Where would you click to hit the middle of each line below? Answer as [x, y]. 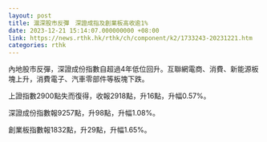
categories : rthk [37, 45]
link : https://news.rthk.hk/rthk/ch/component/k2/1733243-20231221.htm [130, 38]
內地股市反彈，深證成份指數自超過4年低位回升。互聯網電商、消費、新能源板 [133, 69]
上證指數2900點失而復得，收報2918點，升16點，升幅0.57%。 [109, 96]
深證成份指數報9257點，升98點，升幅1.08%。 [84, 113]
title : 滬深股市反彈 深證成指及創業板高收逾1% [78, 23]
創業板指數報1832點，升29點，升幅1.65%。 [80, 130]
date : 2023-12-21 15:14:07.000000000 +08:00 [84, 30]
